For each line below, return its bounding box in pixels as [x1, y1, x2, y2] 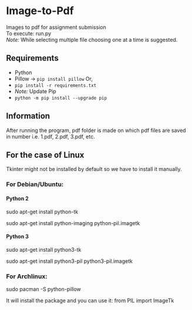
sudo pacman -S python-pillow [6, 286, 81, 292]
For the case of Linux [6, 150, 85, 160]
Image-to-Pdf [6, 4, 75, 18]
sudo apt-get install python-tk [6, 208, 78, 215]
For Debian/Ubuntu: [6, 180, 64, 189]
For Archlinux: [6, 272, 48, 281]
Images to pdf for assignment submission [6, 24, 107, 31]
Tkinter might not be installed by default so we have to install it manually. [6, 166, 182, 173]
